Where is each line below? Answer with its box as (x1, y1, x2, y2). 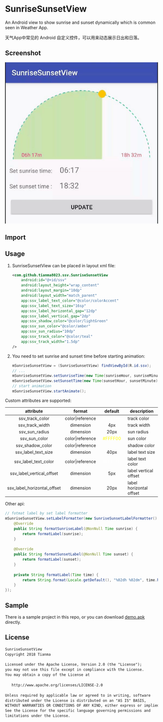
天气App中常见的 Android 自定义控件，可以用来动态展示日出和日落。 (5, 34, 142, 40)
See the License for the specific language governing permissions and (5, 708, 151, 713)
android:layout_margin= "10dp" (21, 288, 82, 293)
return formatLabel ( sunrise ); (22, 531, 83, 536)
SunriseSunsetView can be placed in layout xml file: (12, 262, 115, 268)
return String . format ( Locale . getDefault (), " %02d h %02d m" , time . (22, 577, 158, 583)
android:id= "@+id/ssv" (21, 278, 67, 283)
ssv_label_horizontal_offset (7, 485, 61, 491)
